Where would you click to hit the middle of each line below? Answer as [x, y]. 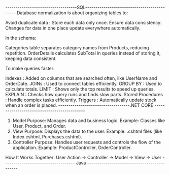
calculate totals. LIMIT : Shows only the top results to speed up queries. [80, 89]
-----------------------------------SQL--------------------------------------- [85, 7]
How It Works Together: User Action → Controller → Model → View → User [83, 157]
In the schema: [21, 38]
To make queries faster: [30, 68]
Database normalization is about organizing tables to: [73, 13]
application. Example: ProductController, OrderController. [72, 148]
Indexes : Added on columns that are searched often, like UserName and [81, 78]
